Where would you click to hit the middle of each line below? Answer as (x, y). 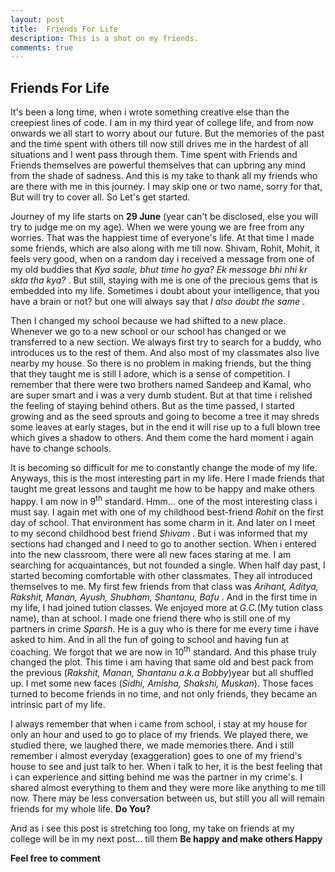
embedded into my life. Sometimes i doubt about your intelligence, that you (165, 291)
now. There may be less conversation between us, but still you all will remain (168, 798)
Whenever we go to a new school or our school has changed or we (148, 332)
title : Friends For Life (64, 29)
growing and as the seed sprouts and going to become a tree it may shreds (165, 417)
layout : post (37, 19)
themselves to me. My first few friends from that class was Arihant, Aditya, (164, 586)
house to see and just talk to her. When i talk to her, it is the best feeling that (166, 767)
